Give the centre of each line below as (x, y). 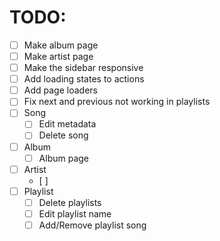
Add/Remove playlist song (92, 225)
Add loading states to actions (84, 79)
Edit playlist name (75, 213)
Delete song (63, 135)
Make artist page (58, 56)
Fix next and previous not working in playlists (117, 102)
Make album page (61, 45)
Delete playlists (70, 202)
